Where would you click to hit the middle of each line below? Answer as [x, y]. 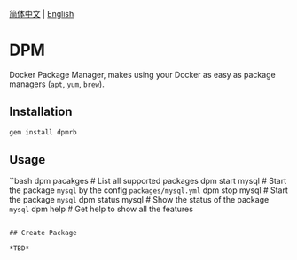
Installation [41, 112]
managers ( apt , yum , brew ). [57, 84]
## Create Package [43, 233]
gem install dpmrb [43, 132]
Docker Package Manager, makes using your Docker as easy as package [143, 74]
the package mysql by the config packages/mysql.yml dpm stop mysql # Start [148, 190]
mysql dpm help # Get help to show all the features [101, 209]
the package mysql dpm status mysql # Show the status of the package [139, 200]
